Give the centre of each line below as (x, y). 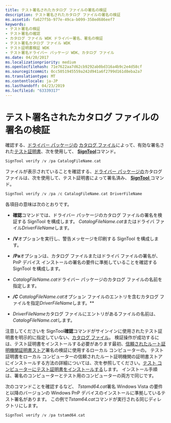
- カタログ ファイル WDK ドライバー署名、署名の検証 (54, 39)
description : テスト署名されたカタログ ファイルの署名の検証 (63, 15)
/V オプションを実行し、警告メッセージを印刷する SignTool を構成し (83, 239)
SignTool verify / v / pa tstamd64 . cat (45, 415)
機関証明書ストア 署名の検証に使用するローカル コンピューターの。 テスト (87, 350)
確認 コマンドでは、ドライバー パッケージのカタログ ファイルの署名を (85, 215)
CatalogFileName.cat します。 (44, 320)
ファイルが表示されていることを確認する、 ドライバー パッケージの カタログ (84, 172)
